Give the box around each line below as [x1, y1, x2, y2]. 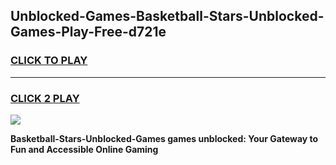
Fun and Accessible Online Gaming [10, 143, 159, 155]
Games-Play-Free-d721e [10, 24, 167, 41]
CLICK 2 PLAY [10, 91, 80, 105]
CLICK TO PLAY [10, 54, 88, 68]
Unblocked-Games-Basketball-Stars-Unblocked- [10, 8, 325, 25]
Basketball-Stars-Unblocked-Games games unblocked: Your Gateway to [10, 132, 319, 144]
